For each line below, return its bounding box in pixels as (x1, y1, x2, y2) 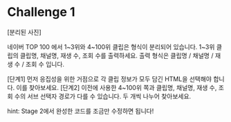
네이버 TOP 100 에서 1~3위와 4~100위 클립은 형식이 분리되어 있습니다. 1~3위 (7, 42, 215, 51)
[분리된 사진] (7, 28, 41, 36)
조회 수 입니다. (25, 60, 64, 68)
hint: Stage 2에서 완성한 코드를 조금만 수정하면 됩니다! (7, 107, 154, 115)
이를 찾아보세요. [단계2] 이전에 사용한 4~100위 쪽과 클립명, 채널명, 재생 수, (16, 83, 217, 91)
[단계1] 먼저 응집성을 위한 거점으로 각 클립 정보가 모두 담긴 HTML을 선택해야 (7, 74, 212, 83)
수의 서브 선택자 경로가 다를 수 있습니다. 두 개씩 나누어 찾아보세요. (14, 91, 192, 101)
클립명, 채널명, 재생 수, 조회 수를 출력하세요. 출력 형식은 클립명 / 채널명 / (19, 51, 214, 60)
